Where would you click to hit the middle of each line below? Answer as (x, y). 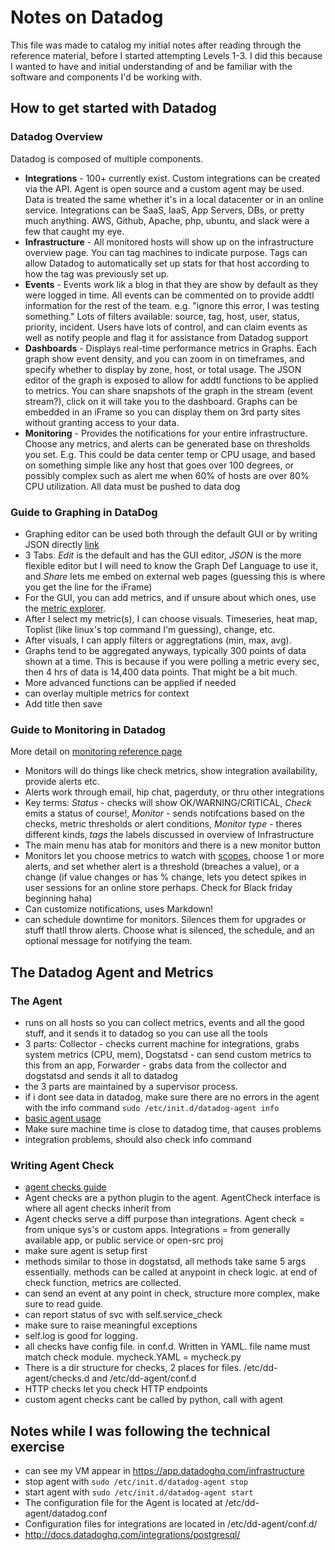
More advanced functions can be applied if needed (130, 682)
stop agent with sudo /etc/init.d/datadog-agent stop (136, 1482)
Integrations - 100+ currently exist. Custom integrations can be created (172, 178)
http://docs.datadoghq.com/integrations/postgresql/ (132, 1535)
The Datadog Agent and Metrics (112, 972)
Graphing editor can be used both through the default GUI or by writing (171, 533)
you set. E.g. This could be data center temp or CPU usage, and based (170, 454)
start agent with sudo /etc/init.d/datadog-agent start (139, 1492)
